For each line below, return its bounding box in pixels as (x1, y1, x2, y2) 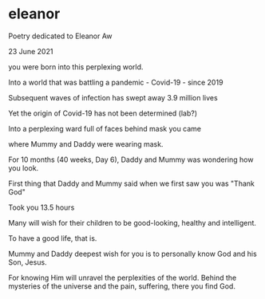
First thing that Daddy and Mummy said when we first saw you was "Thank (8, 179, 255, 188)
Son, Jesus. (8, 257, 47, 267)
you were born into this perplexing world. (8, 61, 144, 72)
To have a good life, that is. (8, 233, 97, 243)
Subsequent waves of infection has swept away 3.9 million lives (8, 92, 218, 102)
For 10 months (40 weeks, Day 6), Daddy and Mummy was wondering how (8, 155, 254, 164)
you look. (8, 163, 39, 172)
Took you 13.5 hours (8, 203, 75, 212)
